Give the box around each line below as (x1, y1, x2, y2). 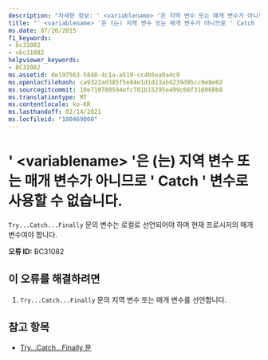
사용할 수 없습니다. (8, 192, 123, 210)
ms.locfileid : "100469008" (8, 115, 98, 123)
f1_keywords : (8, 33, 52, 42)
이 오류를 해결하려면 (8, 272, 100, 286)
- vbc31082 (8, 49, 45, 57)
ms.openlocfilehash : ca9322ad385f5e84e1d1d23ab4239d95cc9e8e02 (8, 78, 223, 86)
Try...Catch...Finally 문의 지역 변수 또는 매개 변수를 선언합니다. (19, 295, 227, 304)
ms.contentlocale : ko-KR (8, 100, 91, 108)
